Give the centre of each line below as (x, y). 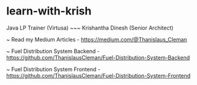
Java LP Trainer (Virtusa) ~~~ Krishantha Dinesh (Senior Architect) (90, 28)
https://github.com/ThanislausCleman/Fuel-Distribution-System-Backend (98, 57)
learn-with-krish (49, 11)
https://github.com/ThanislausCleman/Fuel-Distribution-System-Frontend (98, 75)
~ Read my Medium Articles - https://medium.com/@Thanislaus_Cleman (97, 39)
